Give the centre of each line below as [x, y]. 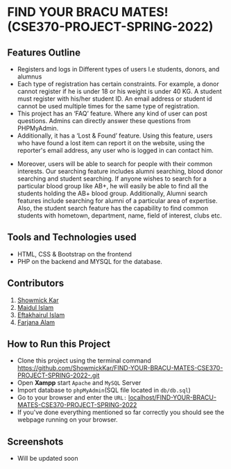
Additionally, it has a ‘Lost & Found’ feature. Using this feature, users [115, 135]
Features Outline [44, 52]
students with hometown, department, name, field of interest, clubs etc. [119, 215]
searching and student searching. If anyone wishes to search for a [112, 179]
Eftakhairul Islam [41, 315]
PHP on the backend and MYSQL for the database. [90, 261]
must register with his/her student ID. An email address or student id [115, 99]
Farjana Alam [36, 322]
